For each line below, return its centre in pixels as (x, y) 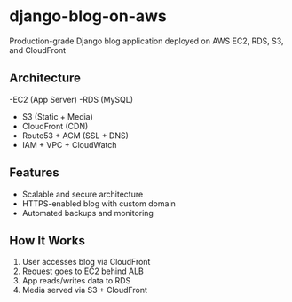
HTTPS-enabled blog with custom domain (99, 203)
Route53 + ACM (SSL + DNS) (75, 136)
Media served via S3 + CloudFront (85, 290)
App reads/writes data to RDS (76, 281)
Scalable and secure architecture (83, 194)
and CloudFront (38, 50)
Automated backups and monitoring (87, 213)
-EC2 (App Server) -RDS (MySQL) (71, 99)
